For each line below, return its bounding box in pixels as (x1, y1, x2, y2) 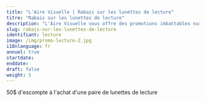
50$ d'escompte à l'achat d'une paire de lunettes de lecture (6, 88, 158, 96)
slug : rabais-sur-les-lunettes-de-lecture (6, 26, 116, 33)
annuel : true (6, 49, 40, 55)
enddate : (6, 60, 29, 66)
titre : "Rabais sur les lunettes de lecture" (6, 15, 124, 21)
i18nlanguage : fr (6, 44, 51, 50)
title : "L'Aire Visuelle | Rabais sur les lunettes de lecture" (6, 9, 174, 15)
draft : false (6, 66, 40, 73)
